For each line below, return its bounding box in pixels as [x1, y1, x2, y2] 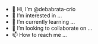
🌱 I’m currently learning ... [11, 18, 75, 25]
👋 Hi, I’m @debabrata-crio [11, 6, 76, 12]
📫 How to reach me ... [11, 32, 67, 38]
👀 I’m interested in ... [11, 12, 62, 19]
